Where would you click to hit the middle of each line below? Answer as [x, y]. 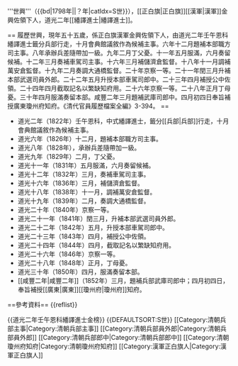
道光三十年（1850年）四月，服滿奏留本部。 [80, 272]
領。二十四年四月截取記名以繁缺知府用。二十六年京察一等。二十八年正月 [113, 88]
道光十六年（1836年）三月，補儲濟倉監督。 [80, 183]
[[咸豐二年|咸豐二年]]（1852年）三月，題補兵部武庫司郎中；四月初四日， [123, 281]
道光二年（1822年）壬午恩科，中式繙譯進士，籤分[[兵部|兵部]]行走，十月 [123, 121]
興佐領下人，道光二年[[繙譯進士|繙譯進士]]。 [72, 20]
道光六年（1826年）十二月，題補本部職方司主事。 [90, 139]
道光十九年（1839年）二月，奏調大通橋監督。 [84, 201]
